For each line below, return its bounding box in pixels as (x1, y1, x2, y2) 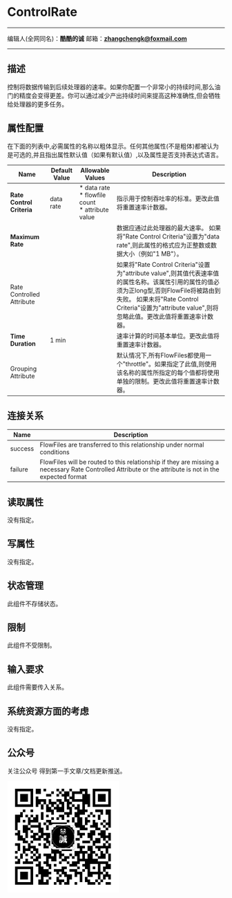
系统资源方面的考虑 (7, 705, 89, 717)
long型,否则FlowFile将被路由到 (134, 286, 221, 294)
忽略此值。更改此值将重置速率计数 (116, 312, 214, 320)
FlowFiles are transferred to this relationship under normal (39, 440, 204, 449)
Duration (10, 339, 36, 348)
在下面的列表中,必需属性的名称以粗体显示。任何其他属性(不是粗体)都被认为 (7, 142, 220, 150)
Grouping (10, 364, 37, 373)
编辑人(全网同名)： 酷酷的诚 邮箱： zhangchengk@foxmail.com (7, 34, 188, 42)
